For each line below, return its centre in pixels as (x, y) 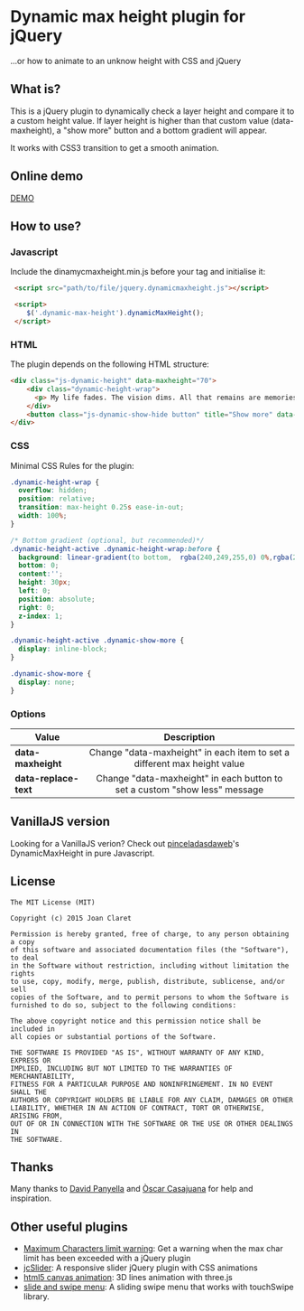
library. (37, 1297)
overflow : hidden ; (53, 491)
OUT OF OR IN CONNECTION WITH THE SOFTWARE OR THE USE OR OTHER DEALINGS (152, 1124)
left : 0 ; (35, 591)
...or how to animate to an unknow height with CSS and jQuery (126, 61)
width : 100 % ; (43, 516)
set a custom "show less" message (189, 790)
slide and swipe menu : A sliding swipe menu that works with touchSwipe (158, 1287)
